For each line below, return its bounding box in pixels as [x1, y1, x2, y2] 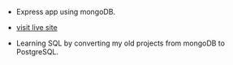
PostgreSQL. [15, 47, 59, 56]
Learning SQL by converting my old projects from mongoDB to [15, 38, 226, 48]
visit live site [15, 23, 58, 32]
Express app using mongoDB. [15, 7, 116, 16]
